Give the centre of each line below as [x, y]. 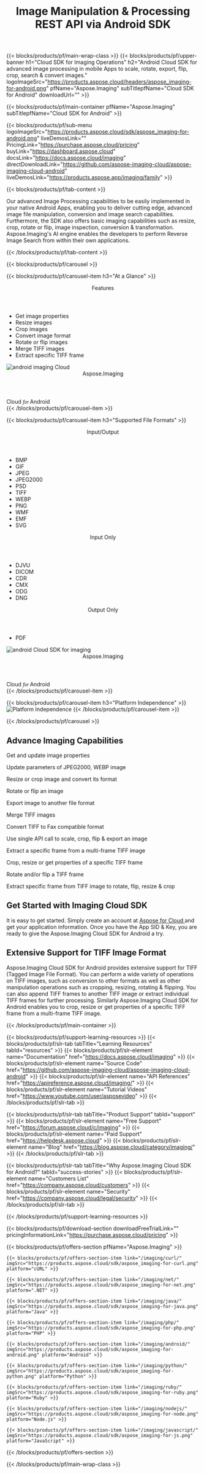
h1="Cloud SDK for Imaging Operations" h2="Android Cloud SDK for [111, 62]
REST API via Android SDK [103, 24]
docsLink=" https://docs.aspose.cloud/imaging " [66, 158]
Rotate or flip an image [35, 791]
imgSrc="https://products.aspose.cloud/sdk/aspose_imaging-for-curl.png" [103, 1263]
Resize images [33, 323]
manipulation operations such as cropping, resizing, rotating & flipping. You [101, 987]
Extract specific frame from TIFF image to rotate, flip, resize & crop [91, 886]
